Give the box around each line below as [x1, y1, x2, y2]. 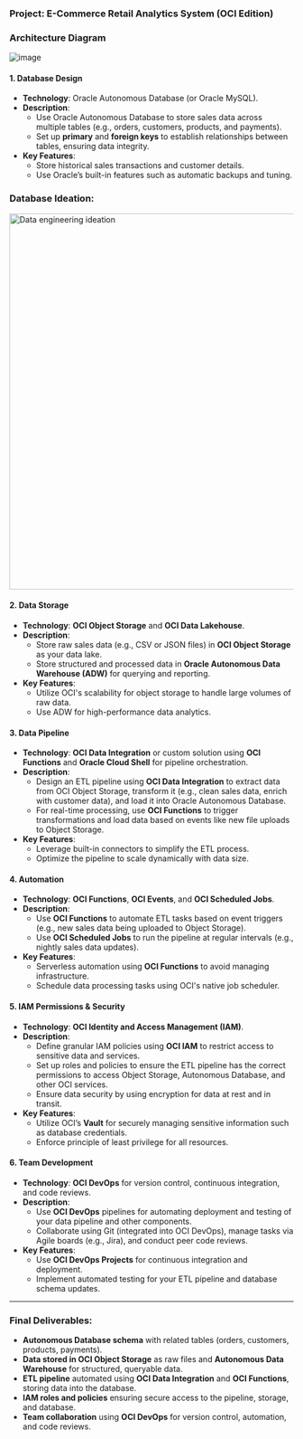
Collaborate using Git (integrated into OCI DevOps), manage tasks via [35, 1225, 294, 1236]
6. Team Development [9, 1157, 94, 1169]
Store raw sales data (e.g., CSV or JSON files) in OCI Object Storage [35, 639, 291, 649]
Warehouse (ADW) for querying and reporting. [35, 667, 210, 678]
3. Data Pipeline [9, 727, 69, 738]
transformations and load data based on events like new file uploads [35, 815, 290, 826]
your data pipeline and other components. [35, 1216, 192, 1226]
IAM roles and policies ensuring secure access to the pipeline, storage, [22, 1392, 289, 1404]
